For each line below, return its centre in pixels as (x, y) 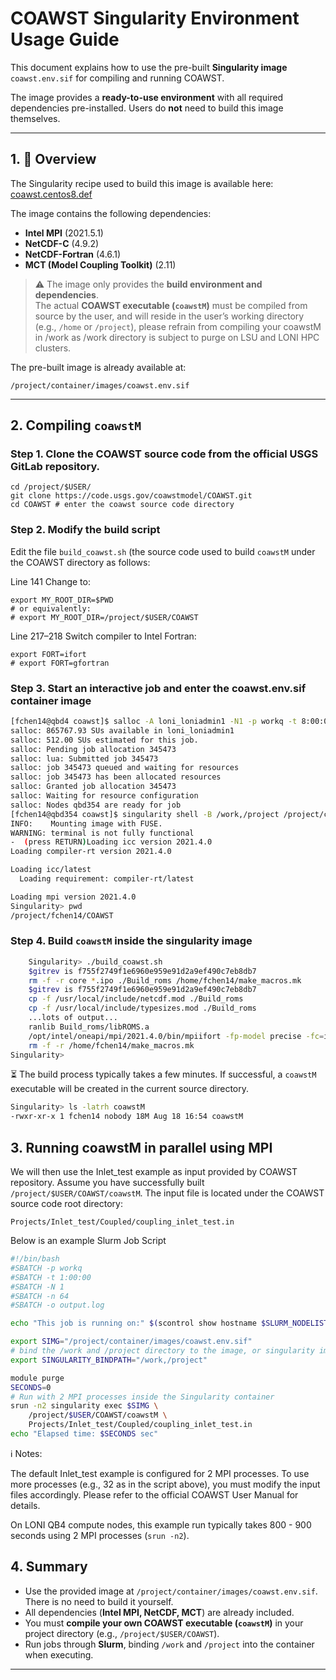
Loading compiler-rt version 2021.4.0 (91, 852)
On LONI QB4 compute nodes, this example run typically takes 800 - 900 (161, 1524)
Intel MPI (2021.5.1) (64, 233)
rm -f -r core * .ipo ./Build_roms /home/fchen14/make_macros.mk (165, 980)
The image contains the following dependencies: (111, 213)
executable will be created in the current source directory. (130, 1089)
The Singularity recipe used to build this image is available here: (142, 183)
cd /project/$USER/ (51, 487)
